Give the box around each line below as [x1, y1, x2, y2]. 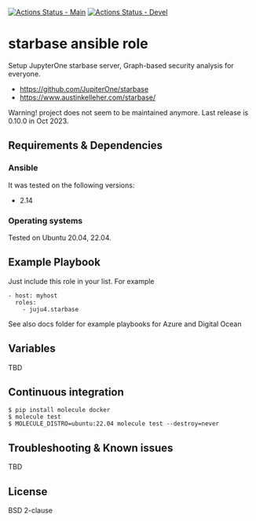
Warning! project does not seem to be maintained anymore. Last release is [8, 107, 249, 117]
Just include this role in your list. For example [8, 276, 155, 286]
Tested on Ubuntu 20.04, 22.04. [8, 232, 112, 242]
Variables [8, 342, 57, 355]
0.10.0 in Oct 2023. [8, 116, 69, 126]
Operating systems [8, 215, 83, 226]
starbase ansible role [8, 35, 149, 53]
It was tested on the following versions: [8, 180, 135, 190]
